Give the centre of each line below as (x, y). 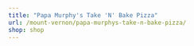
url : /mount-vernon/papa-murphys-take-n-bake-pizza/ (97, 23)
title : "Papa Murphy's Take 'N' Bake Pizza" (83, 15)
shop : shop (26, 30)
